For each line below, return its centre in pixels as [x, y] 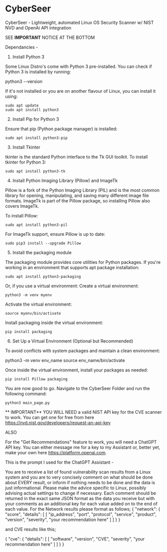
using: [11, 96]
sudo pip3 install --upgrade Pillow [43, 243]
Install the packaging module [42, 252]
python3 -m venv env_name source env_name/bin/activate [65, 360]
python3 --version [24, 81]
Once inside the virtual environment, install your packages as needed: [77, 370]
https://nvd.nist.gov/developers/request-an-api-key [58, 422]
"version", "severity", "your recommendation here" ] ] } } [63, 520]
